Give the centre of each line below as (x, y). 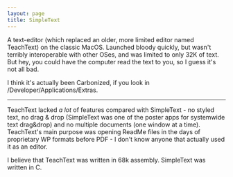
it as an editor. (27, 147)
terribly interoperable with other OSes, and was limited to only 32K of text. (113, 54)
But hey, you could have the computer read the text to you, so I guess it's (112, 62)
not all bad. (23, 69)
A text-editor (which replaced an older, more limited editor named (101, 39)
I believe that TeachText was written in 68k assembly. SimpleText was (106, 160)
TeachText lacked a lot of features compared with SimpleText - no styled (111, 110)
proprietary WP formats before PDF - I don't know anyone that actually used (116, 139)
